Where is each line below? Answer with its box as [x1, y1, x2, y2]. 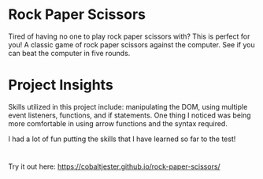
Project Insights [8, 76, 114, 94]
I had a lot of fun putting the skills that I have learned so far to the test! [8, 134, 236, 144]
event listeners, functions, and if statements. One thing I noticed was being [8, 110, 251, 120]
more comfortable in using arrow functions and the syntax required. [8, 118, 228, 128]
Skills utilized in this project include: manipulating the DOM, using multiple [8, 102, 248, 111]
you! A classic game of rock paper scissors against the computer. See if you [8, 39, 255, 49]
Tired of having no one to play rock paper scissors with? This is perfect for [8, 32, 250, 41]
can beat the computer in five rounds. [8, 48, 131, 58]
